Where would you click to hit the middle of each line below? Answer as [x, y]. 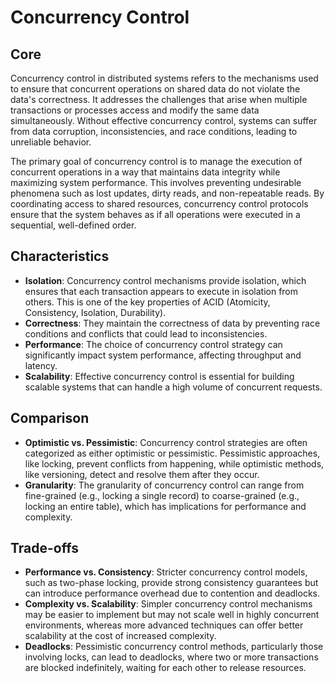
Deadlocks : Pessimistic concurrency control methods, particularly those [174, 647]
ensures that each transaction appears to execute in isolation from [161, 291]
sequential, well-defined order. [73, 225]
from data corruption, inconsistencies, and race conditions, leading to [154, 131]
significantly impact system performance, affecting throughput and [163, 355]
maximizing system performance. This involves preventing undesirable [156, 182]
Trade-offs [44, 548]
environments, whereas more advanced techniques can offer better [164, 625]
